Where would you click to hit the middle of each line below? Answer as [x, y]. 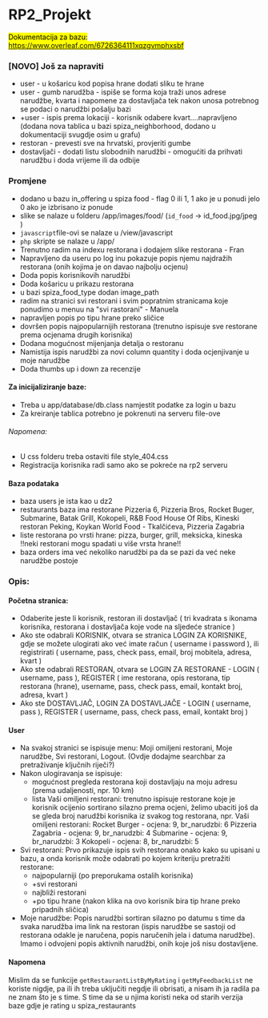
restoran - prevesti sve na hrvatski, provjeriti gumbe [105, 143]
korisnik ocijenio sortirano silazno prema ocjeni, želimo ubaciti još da [145, 807]
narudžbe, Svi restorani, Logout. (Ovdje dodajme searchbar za [122, 756]
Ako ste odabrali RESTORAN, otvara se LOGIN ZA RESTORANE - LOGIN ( [140, 670]
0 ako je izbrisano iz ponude [66, 207]
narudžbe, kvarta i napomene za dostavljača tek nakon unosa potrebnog [139, 101]
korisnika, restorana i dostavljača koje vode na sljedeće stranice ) [128, 627]
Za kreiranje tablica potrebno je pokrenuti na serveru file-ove [120, 413]
